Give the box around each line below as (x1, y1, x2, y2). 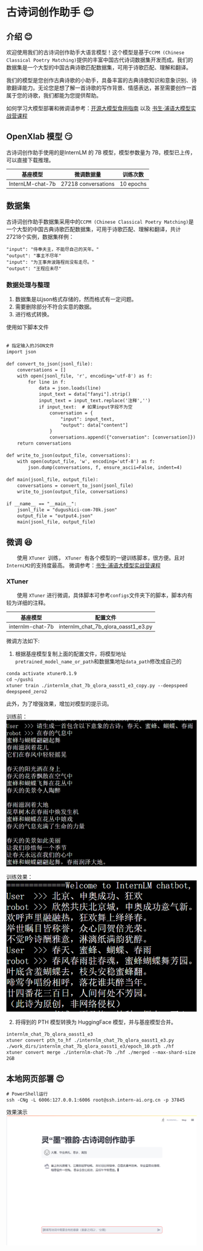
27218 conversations (60, 180, 115, 188)
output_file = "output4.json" (17, 513, 94, 519)
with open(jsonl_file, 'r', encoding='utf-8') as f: (17, 373, 153, 379)
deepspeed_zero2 (6, 688, 47, 694)
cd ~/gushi (6, 676, 34, 682)
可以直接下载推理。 (6, 156, 54, 163)
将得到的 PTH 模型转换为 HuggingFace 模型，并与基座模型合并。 (14, 1019, 176, 1026)
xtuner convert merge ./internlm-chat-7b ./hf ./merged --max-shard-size (6, 1050, 196, 1056)
